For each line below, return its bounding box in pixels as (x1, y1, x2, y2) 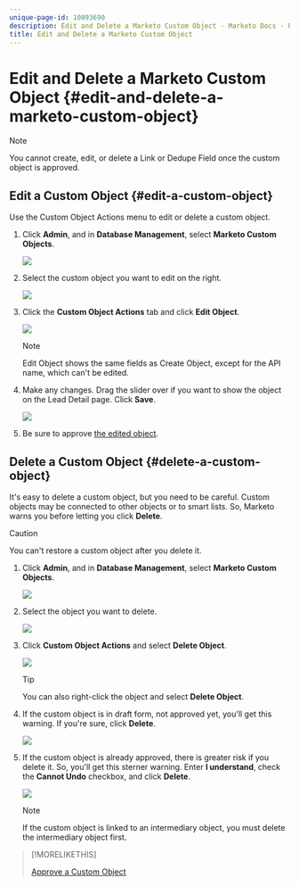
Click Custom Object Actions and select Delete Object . (21, 640, 227, 650)
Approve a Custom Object (30, 866, 126, 877)
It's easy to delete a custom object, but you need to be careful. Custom (9, 492, 270, 502)
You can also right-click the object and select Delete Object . (21, 691, 245, 701)
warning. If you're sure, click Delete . (21, 717, 156, 728)
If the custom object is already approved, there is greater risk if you (21, 751, 270, 763)
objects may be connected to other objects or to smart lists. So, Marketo (9, 501, 275, 511)
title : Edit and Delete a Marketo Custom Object (9, 29, 193, 38)
